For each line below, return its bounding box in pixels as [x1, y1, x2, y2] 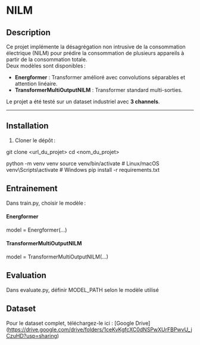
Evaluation [6, 270, 46, 281]
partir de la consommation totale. [6, 56, 87, 63]
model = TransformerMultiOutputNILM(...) [6, 253, 109, 260]
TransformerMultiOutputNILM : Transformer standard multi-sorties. [14, 87, 183, 93]
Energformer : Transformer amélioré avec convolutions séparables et [14, 74, 186, 81]
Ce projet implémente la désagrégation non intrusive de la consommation [6, 43, 186, 50]
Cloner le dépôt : [14, 137, 55, 144]
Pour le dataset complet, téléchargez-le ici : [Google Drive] [6, 319, 151, 326]
